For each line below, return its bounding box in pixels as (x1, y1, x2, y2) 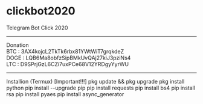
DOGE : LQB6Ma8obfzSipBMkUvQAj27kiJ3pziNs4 (6, 54, 131, 61)
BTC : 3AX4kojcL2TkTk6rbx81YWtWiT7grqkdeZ (6, 47, 124, 55)
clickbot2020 (6, 4, 76, 18)
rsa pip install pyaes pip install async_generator (6, 90, 124, 97)
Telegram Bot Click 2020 (6, 24, 68, 31)
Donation (6, 41, 29, 49)
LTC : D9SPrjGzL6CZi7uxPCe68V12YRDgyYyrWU (6, 60, 129, 67)
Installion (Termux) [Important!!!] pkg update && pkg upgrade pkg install (6, 78, 185, 85)
